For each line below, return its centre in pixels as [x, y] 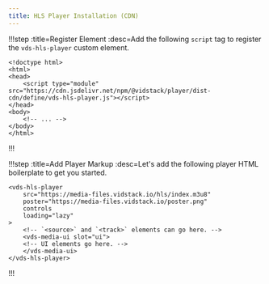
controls [38, 208]
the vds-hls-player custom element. [69, 47]
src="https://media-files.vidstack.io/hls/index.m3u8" [117, 194]
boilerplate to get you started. [58, 172]
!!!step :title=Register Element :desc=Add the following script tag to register [135, 39]
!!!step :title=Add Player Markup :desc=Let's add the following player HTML [134, 163]
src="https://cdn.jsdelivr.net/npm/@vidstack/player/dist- [110, 91]
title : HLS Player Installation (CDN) [74, 16]
